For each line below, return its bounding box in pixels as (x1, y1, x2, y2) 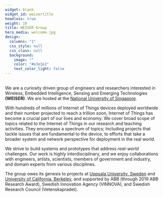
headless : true (5, 16, 36, 21)
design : (5, 35, 21, 40)
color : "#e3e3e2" (14, 62, 49, 67)
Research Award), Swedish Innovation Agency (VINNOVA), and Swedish (5, 181, 150, 187)
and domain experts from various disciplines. (5, 161, 96, 167)
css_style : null (9, 44, 43, 49)
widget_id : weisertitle (5, 12, 54, 17)
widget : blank (5, 7, 34, 12)
